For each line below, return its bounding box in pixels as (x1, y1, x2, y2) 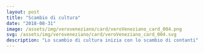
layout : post (6, 9, 40, 15)
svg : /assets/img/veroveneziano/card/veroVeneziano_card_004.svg (6, 32, 176, 38)
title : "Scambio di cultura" (6, 15, 81, 21)
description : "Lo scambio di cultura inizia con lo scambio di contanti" (6, 37, 199, 43)
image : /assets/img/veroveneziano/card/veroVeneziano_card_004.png (6, 26, 183, 32)
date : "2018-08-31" (6, 20, 56, 26)
